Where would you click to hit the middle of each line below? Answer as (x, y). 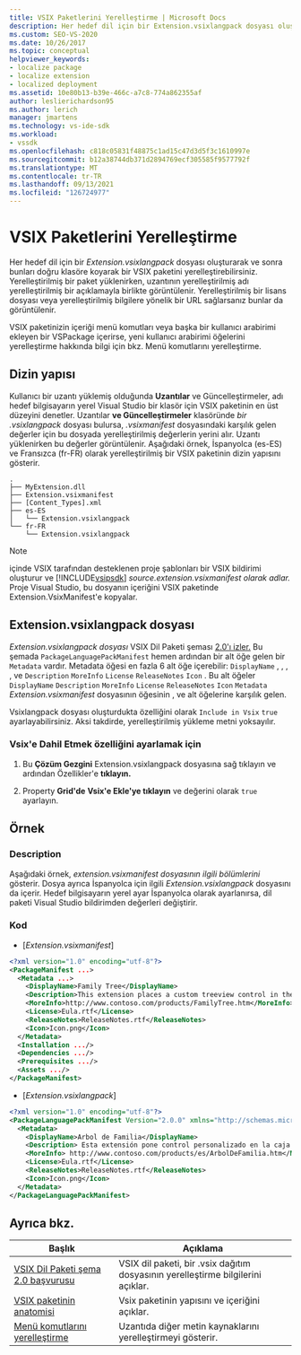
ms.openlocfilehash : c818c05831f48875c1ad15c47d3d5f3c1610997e (130, 151)
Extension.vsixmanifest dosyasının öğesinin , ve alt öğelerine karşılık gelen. (148, 694)
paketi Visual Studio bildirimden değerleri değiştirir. (103, 902)
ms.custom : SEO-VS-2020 (54, 34)
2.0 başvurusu (44, 1281)
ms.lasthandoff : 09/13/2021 (62, 185)
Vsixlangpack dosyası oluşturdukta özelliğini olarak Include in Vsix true (143, 712)
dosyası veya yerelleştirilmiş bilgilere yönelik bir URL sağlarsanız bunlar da (146, 300)
